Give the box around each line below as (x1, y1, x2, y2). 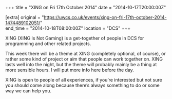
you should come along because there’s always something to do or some (5, 82, 160, 88)
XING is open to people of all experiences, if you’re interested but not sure (5, 77, 163, 83)
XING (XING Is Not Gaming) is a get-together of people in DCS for (5, 35, 144, 41)
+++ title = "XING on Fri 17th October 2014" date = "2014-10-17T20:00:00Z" (5, 5, 166, 10)
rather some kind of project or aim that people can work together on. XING (5, 56, 163, 62)
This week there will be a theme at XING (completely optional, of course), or (5, 51, 166, 56)
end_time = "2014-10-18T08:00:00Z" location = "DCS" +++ (5, 25, 131, 31)
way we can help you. (5, 88, 52, 94)
